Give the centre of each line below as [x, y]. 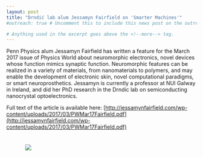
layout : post [23, 12]
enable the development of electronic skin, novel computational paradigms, [100, 77]
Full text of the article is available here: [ [56, 108]
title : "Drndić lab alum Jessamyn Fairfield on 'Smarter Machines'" [94, 18]
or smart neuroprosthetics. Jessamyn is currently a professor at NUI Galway [101, 83]
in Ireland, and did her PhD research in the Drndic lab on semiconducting [97, 90]
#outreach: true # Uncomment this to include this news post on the [94, 23]
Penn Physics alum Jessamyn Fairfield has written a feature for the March [98, 51]
